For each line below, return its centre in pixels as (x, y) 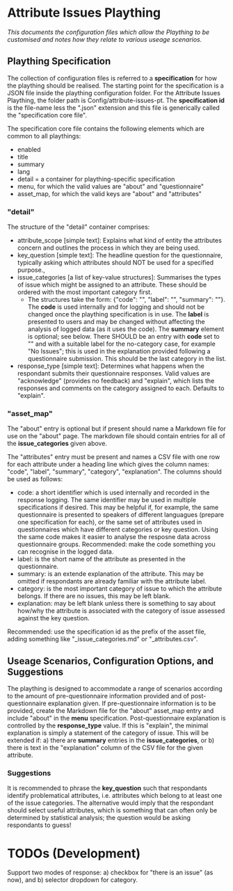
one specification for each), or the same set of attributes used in (110, 522)
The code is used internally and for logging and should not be (116, 307)
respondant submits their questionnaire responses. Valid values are (114, 374)
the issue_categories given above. (57, 444)
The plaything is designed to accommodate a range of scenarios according (115, 689)
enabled (29, 149)
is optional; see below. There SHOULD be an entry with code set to (124, 337)
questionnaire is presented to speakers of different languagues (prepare (121, 515)
